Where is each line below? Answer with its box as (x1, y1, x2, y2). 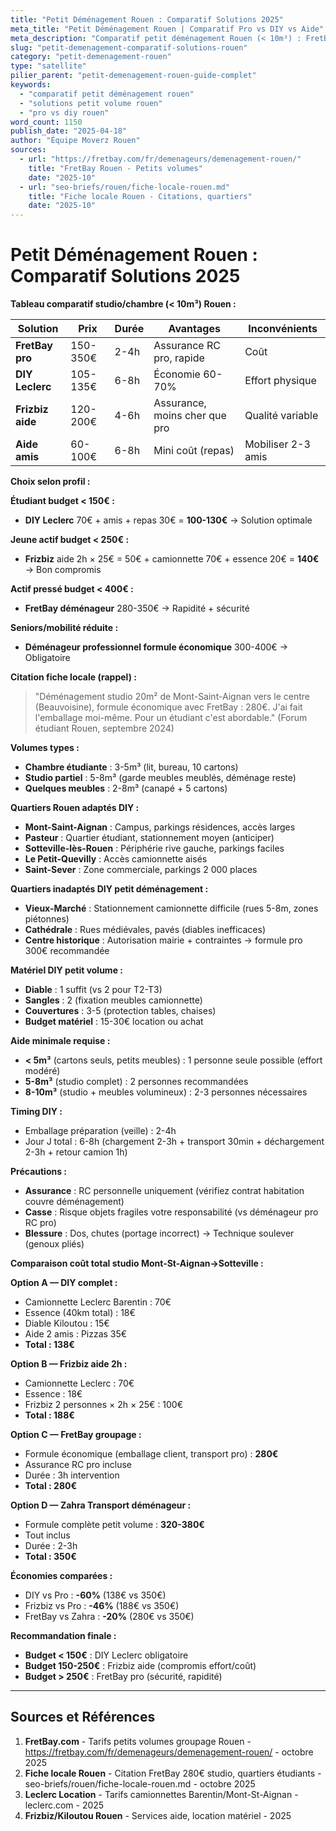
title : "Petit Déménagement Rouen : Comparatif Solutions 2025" (10, 14, 284, 25)
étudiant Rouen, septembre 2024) (34, 722, 175, 735)
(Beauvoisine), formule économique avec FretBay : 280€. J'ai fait (34, 701, 303, 713)
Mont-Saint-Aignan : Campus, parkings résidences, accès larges (24, 821, 296, 833)
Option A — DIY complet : (10, 1277, 118, 1289)
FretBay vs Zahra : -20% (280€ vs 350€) (24, 1611, 195, 1623)
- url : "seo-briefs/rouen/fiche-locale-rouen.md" (19, 182, 230, 192)
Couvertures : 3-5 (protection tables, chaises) (24, 1005, 217, 1017)
